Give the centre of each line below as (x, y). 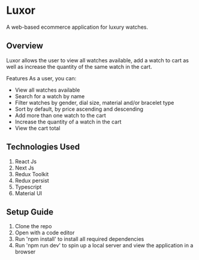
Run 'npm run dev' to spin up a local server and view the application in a (104, 246)
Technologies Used (43, 147)
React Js (26, 161)
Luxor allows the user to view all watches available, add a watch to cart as (97, 60)
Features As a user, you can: (41, 78)
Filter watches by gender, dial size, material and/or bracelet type (94, 102)
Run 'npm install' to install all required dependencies (79, 239)
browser (25, 252)
